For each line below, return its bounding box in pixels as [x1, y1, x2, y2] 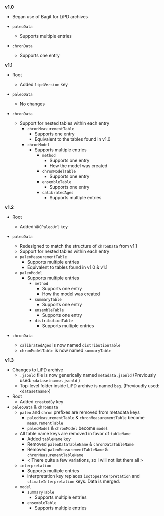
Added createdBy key [19, 399, 64, 404]
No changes [19, 101, 45, 107]
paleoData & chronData [12, 404, 58, 410]
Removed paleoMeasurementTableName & [27, 447, 108, 452]
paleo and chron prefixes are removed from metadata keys [19, 409, 140, 415]
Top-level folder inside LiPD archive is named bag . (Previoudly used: [19, 383, 160, 389]
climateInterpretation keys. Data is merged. [27, 478, 121, 484]
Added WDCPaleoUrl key [19, 224, 68, 229]
